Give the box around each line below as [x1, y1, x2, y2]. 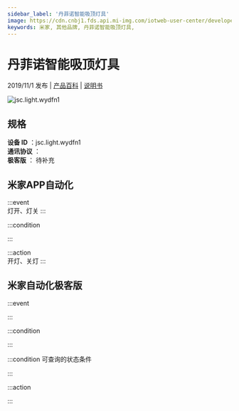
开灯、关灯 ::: [7, 257, 46, 265]
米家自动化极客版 [7, 279, 83, 292]
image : [7, 17, 27, 24]
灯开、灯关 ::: [7, 206, 46, 215]
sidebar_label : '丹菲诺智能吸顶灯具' [7, 10, 110, 18]
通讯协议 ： [7, 147, 41, 156]
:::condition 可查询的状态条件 [7, 355, 92, 363]
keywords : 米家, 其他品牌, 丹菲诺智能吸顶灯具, [7, 23, 135, 31]
